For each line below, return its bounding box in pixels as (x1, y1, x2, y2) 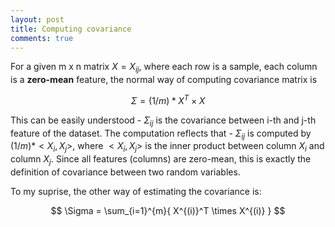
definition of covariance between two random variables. (10, 166, 241, 178)
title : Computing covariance (10, 24, 132, 34)
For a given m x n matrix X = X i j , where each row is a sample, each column (10, 61, 318, 75)
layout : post (10, 14, 65, 25)
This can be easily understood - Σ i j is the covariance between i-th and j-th (10, 114, 317, 128)
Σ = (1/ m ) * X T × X (130, 93, 206, 106)
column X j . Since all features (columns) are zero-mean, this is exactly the (10, 153, 312, 168)
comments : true (10, 33, 74, 43)
